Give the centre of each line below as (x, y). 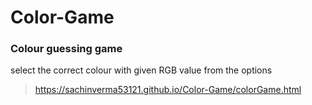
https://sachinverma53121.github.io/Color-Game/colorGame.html (168, 90)
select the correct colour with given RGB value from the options (141, 70)
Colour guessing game (66, 49)
